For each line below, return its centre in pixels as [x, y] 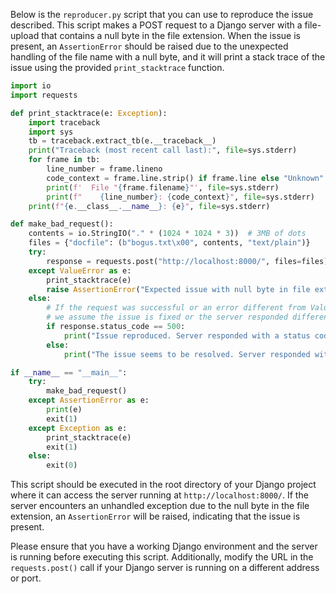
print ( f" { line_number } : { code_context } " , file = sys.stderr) [180, 197]
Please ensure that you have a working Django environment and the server [164, 546]
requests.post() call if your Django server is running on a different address [165, 568]
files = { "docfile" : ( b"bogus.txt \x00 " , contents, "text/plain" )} [169, 243]
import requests [44, 95]
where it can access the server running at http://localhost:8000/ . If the [159, 495]
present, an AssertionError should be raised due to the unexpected [149, 46]
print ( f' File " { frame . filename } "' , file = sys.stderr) [163, 187]
